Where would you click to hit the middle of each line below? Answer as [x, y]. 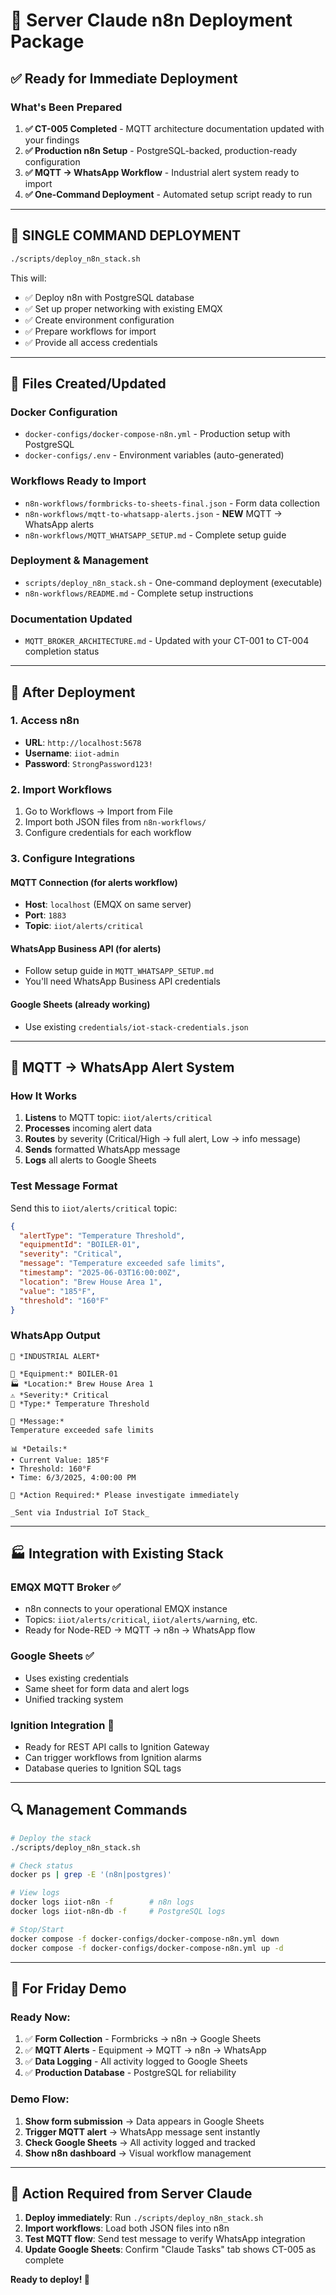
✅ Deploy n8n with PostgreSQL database [109, 297]
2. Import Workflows [61, 789]
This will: [28, 278]
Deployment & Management [79, 561]
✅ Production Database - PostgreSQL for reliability [130, 2073]
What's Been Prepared [66, 107]
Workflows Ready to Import [78, 481]
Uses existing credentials [76, 1678]
